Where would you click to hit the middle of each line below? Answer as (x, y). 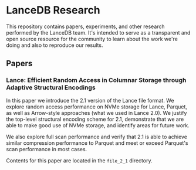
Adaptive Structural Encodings (51, 87)
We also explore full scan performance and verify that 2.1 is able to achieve (97, 137)
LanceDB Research (53, 10)
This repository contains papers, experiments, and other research (86, 26)
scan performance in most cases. (47, 149)
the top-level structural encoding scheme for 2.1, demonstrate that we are (95, 119)
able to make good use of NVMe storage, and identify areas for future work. (98, 125)
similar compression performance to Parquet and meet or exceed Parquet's (97, 143)
